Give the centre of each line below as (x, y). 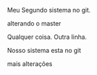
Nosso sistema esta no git (44, 50)
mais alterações (30, 64)
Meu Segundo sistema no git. (49, 10)
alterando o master (34, 23)
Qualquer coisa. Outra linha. (47, 37)
